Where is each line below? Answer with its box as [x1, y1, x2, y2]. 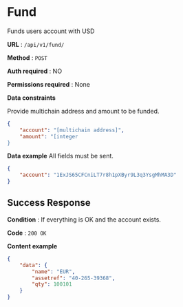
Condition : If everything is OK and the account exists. [7, 215, 162, 224]
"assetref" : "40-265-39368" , [32, 275, 116, 282]
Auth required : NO [7, 67, 63, 75]
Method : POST [7, 53, 48, 62]
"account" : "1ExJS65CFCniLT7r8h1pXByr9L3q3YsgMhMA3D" [19, 171, 177, 179]
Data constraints [7, 94, 56, 102]
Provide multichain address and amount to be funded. [7, 107, 160, 115]
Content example [7, 242, 58, 250]
